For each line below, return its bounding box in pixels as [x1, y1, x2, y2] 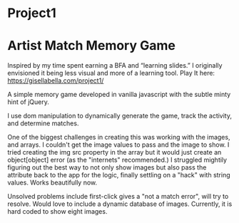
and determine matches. [7, 119, 79, 128]
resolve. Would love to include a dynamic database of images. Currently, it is [7, 199, 233, 208]
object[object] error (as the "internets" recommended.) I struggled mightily [7, 155, 227, 165]
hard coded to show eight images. [7, 207, 108, 216]
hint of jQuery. [7, 98, 50, 106]
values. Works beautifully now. [7, 178, 98, 187]
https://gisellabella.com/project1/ [7, 76, 104, 85]
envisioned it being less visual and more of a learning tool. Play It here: [7, 69, 215, 78]
